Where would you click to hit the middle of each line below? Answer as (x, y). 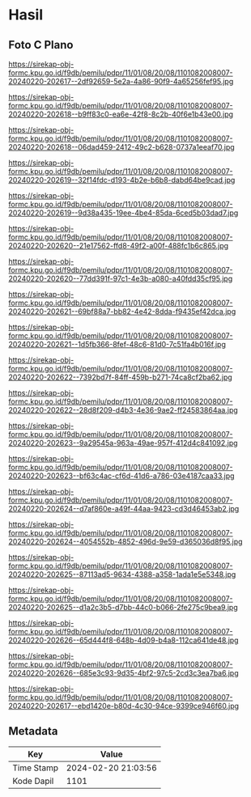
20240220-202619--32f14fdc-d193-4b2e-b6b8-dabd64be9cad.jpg (122, 180)
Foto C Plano (41, 45)
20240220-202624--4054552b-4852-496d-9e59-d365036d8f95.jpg (125, 541)
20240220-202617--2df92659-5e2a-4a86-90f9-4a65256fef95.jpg (121, 81)
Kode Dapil (33, 781)
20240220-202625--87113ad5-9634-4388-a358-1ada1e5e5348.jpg (122, 574)
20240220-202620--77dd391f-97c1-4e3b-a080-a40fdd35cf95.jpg (121, 278)
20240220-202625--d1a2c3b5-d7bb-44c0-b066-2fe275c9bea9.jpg (123, 607)
